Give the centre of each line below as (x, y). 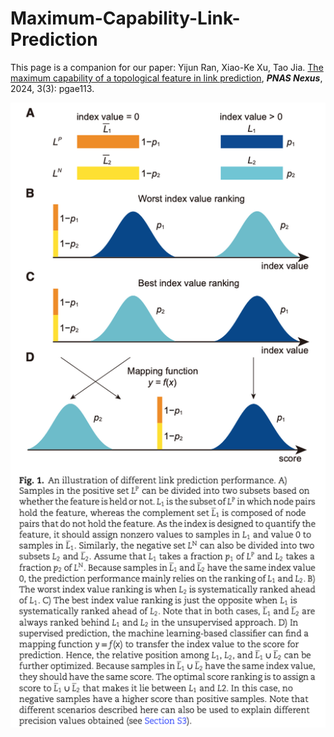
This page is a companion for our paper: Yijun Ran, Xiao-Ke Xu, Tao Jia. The (167, 67)
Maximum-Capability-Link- (125, 18)
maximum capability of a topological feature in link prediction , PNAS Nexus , (166, 78)
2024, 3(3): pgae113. (52, 88)
